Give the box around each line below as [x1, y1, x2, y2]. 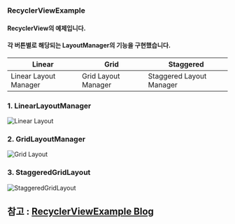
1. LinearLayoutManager [7, 101, 92, 111]
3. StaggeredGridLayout [7, 167, 91, 177]
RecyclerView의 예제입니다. [7, 24, 86, 32]
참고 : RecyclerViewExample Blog [7, 206, 154, 217]
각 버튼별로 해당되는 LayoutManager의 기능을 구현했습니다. [7, 41, 171, 50]
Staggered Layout [148, 71, 207, 80]
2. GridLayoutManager [7, 134, 86, 143]
